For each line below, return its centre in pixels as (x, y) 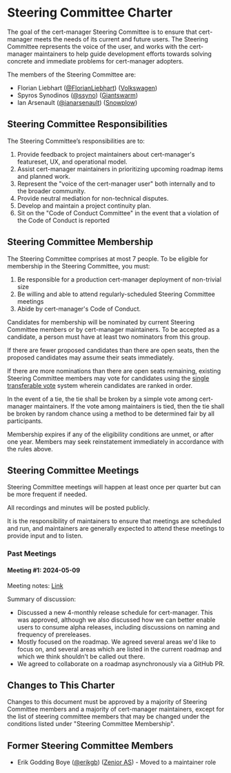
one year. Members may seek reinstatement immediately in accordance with (115, 441)
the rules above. (30, 449)
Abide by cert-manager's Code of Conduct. (79, 309)
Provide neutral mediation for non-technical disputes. (93, 198)
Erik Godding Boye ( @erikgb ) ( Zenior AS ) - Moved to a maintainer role (117, 762)
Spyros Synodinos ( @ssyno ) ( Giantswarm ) (78, 95)
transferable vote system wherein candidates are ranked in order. (100, 385)
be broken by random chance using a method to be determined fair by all (111, 413)
